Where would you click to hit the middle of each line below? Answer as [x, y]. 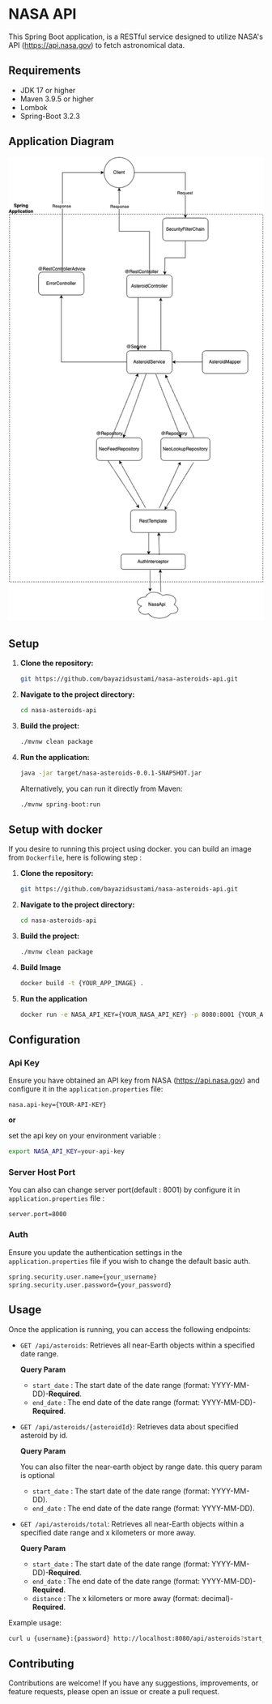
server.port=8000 [38, 1215]
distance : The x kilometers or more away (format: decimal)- [133, 1598]
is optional [37, 1475]
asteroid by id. [44, 1435]
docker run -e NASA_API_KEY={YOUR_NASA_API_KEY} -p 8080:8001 [127, 1014]
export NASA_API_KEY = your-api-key [67, 1151]
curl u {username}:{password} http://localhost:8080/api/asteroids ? [126, 1638]
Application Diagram [62, 141]
